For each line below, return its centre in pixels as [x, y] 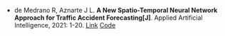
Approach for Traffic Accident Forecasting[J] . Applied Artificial [108, 18]
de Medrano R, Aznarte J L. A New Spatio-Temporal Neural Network [116, 10]
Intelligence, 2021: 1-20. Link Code [65, 25]
